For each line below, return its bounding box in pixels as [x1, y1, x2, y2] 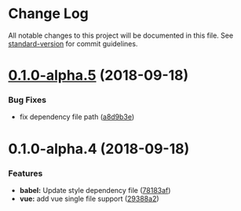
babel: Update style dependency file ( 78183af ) [19, 185, 171, 195]
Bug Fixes [8, 95, 47, 106]
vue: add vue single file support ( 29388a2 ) [19, 194, 159, 203]
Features [8, 168, 43, 179]
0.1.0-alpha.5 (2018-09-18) [8, 67, 189, 85]
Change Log [8, 5, 89, 23]
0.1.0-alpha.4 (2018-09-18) [8, 140, 190, 158]
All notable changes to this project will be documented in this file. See [8, 31, 234, 40]
